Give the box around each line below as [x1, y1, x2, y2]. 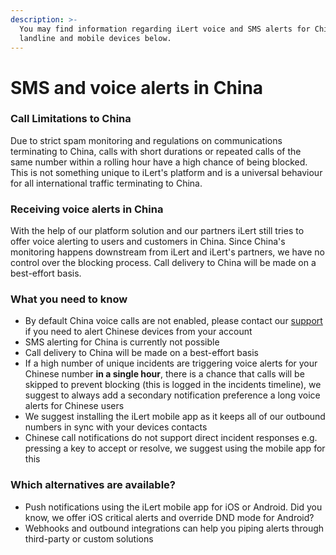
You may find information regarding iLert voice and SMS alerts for [19, 24, 311, 34]
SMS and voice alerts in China [10, 76, 264, 99]
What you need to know [10, 292, 128, 306]
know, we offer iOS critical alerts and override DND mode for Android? [24, 511, 315, 523]
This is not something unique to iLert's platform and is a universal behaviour [10, 166, 323, 178]
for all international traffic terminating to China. [10, 177, 203, 189]
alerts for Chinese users [24, 400, 125, 412]
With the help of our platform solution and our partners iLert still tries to [10, 225, 305, 237]
